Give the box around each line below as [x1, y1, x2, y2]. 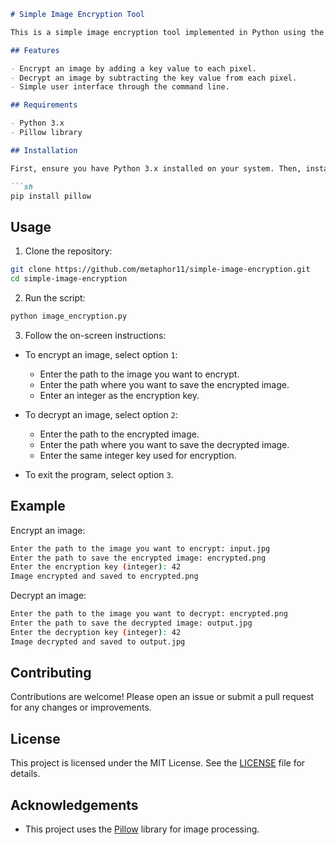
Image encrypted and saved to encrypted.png [10, 571, 199, 582]
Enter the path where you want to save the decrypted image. [39, 438, 290, 450]
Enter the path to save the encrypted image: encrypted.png [10, 553, 267, 563]
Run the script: [24, 291, 86, 304]
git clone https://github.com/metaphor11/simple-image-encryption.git [10, 265, 311, 275]
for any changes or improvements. [10, 701, 152, 714]
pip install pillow [10, 191, 92, 201]
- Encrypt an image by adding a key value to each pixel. [10, 63, 257, 74]
